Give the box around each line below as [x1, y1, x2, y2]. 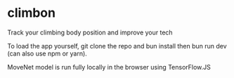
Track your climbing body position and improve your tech [7, 28, 174, 37]
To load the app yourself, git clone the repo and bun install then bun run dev [7, 41, 227, 50]
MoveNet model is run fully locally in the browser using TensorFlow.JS [7, 63, 211, 71]
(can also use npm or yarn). [7, 49, 88, 58]
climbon [7, 5, 56, 21]
